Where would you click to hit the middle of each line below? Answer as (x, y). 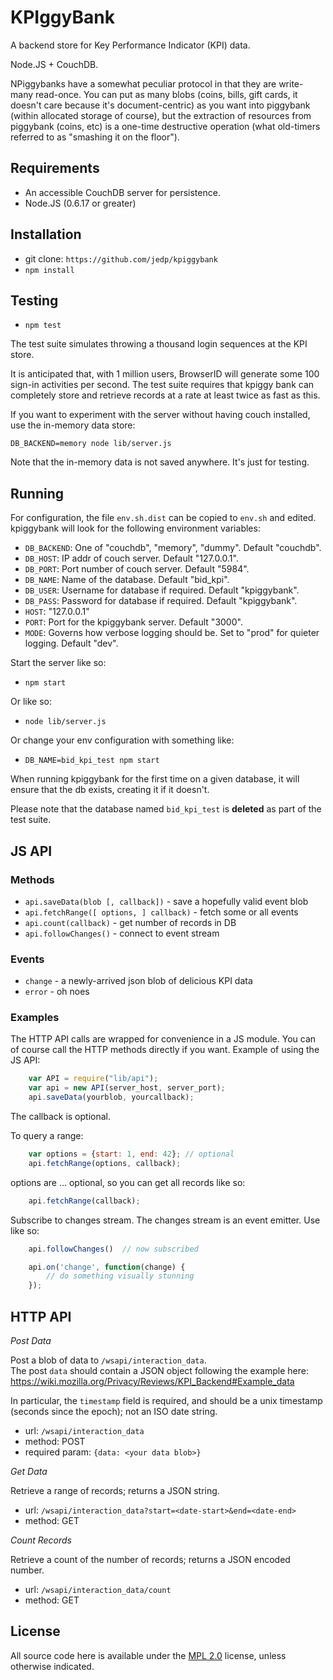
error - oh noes (57, 992)
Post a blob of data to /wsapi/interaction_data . (108, 1360)
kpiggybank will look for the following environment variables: (135, 528)
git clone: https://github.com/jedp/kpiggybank (121, 258)
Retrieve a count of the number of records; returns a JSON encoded (150, 1560)
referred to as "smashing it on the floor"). (95, 137)
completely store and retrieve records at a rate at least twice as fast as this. (165, 395)
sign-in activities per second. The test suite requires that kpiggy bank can (162, 385)
